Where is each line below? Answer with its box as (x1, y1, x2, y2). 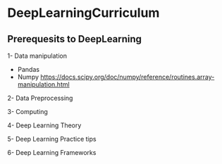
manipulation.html (17, 80, 70, 89)
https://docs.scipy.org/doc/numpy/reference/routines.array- (40, 72, 215, 81)
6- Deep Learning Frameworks (7, 149, 97, 156)
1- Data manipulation (7, 51, 68, 60)
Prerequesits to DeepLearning (7, 33, 142, 45)
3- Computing (7, 108, 48, 115)
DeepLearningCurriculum (7, 5, 160, 21)
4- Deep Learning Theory (7, 121, 82, 130)
